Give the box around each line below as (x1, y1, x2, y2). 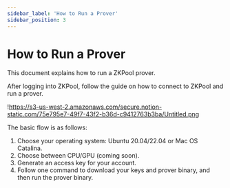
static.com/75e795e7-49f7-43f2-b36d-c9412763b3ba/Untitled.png (7, 110, 200, 118)
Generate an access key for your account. (17, 159, 136, 167)
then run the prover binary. (17, 174, 94, 182)
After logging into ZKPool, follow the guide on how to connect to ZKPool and (7, 82, 224, 90)
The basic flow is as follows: (7, 123, 87, 132)
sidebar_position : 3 (7, 17, 67, 23)
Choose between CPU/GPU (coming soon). (17, 152, 140, 160)
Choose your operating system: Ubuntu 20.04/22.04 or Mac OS (17, 137, 198, 145)
